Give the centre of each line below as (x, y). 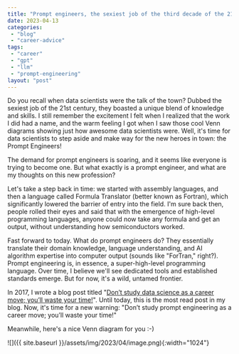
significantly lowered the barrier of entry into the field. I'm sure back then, (116, 204)
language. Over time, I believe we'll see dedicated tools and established (112, 271)
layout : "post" (30, 80)
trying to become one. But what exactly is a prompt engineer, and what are (117, 168)
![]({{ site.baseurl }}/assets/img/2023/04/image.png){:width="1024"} (108, 343)
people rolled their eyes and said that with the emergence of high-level (111, 212)
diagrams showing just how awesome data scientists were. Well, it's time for (119, 131)
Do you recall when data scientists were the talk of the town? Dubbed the (115, 101)
